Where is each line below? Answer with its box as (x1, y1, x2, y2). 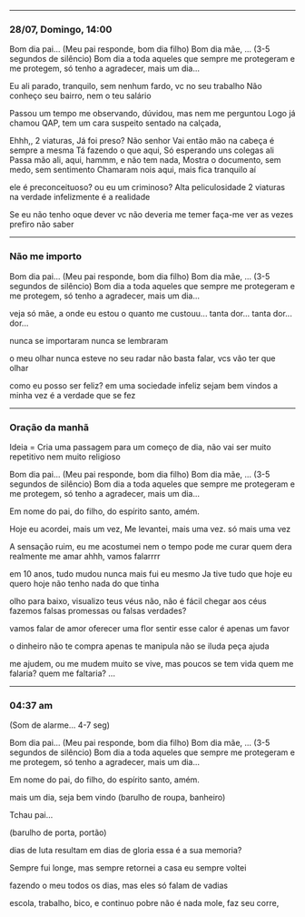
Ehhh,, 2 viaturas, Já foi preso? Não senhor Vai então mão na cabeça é (9, 136, 275, 146)
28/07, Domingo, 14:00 (9, 23, 113, 35)
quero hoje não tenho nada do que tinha (9, 578, 160, 589)
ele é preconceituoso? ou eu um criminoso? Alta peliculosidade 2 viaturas (9, 182, 286, 193)
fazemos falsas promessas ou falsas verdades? (9, 605, 187, 616)
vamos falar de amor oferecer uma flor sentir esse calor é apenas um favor (9, 622, 290, 633)
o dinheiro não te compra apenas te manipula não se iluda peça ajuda (9, 640, 270, 651)
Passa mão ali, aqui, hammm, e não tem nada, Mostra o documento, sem (9, 155, 281, 166)
